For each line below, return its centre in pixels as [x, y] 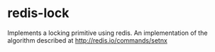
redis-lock [38, 13]
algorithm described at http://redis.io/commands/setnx [88, 40]
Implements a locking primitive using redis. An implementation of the [107, 33]
